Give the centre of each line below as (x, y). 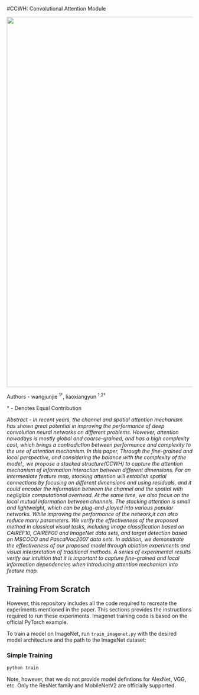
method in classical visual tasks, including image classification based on (96, 526)
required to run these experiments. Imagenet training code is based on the (97, 616)
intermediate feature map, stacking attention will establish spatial (87, 476)
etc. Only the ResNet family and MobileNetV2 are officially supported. (92, 685)
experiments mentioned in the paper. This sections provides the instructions (99, 610)
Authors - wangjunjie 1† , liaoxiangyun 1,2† (56, 396)
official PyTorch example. (37, 622)
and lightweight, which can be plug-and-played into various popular (90, 507)
